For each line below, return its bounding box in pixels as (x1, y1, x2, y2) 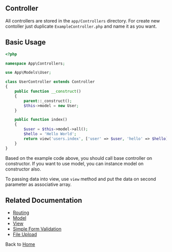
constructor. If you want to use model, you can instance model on (5, 160, 144, 166)
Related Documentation (5, 196, 82, 204)
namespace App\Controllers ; (5, 61, 66, 66)
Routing (12, 209, 30, 216)
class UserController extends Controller (5, 79, 95, 85)
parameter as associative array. (5, 181, 72, 187)
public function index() (14, 117, 68, 122)
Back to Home (5, 241, 35, 247)
